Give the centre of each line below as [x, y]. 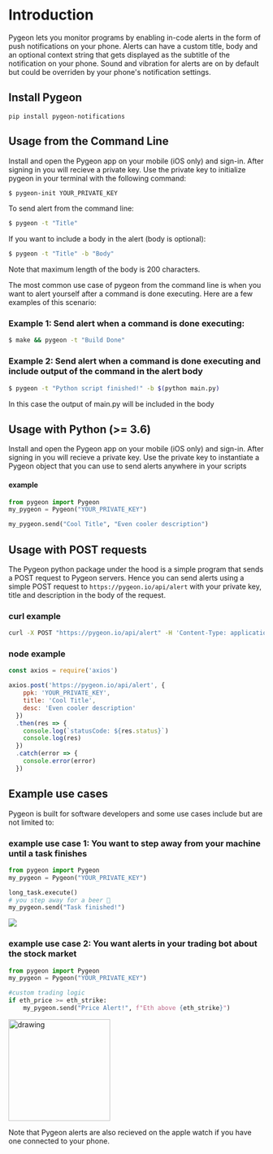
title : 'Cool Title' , [59, 701]
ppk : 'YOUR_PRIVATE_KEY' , [67, 693]
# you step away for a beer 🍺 [60, 900]
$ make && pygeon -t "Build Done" [67, 340]
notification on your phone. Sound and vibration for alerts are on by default [134, 63]
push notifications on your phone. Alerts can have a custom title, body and [133, 46]
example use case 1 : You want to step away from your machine [135, 843]
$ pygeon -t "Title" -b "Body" [61, 254]
